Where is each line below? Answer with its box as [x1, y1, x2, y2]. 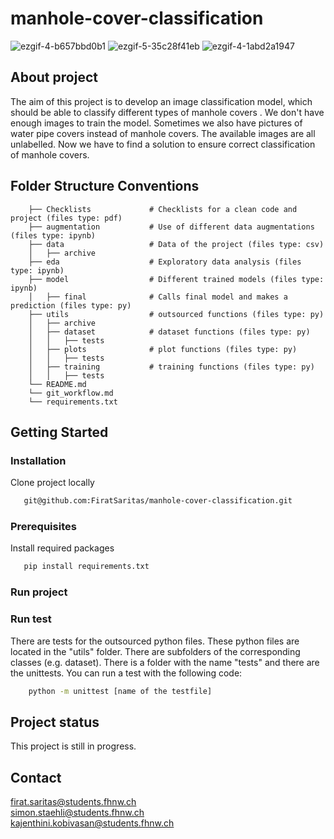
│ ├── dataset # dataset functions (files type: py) [28, 327, 311, 337]
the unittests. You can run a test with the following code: [10, 667, 243, 679]
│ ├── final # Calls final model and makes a [28, 292, 288, 302]
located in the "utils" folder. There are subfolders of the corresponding [10, 645, 301, 657]
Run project [10, 585, 68, 599]
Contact [10, 769, 62, 786]
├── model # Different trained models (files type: [28, 274, 325, 284]
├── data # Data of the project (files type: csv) [28, 239, 325, 249]
